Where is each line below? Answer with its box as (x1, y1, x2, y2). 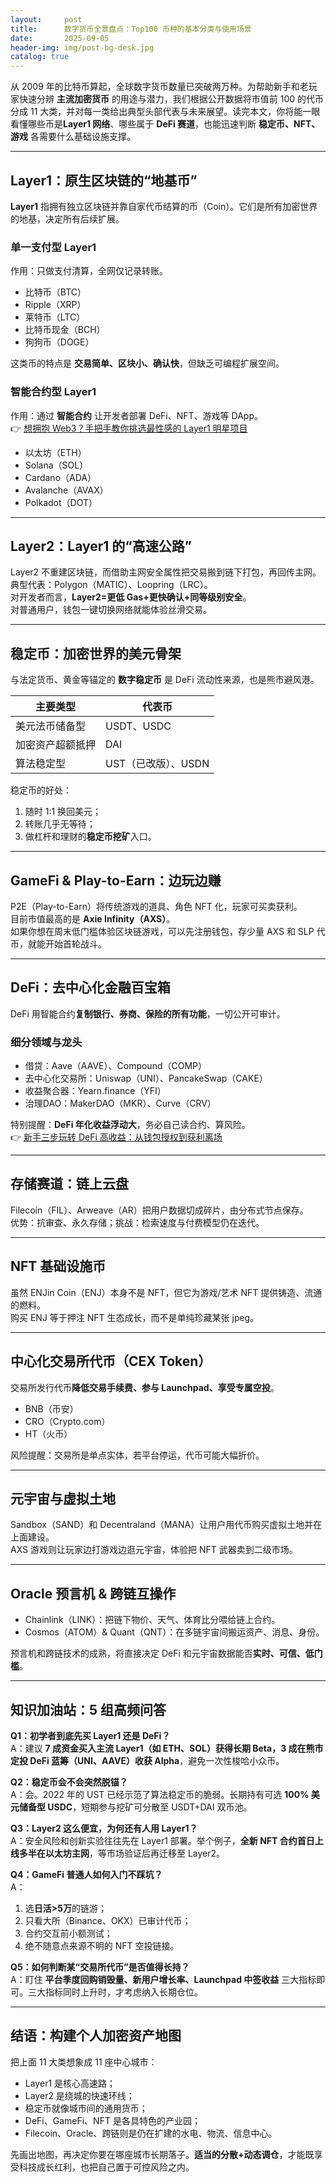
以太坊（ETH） (24, 446, 87, 458)
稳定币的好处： (10, 784, 72, 796)
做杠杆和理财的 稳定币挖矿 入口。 (24, 831, 157, 843)
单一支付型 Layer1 (10, 240, 97, 254)
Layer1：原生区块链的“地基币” (10, 172, 198, 189)
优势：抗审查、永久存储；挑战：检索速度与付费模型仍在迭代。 (10, 1216, 265, 1228)
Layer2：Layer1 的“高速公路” (10, 537, 192, 555)
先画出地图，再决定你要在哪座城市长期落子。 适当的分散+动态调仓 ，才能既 (10, 2148, 315, 2160)
